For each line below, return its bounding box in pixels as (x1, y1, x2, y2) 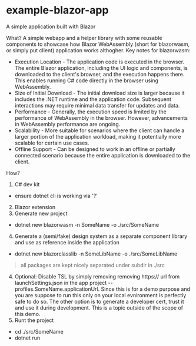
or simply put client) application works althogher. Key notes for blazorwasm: (6, 46, 191, 53)
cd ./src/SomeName (14, 328, 64, 335)
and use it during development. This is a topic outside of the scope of (14, 304, 184, 311)
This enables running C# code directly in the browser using (14, 77, 159, 84)
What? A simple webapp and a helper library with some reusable (6, 34, 162, 41)
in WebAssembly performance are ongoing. (14, 120, 121, 127)
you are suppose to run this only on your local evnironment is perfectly (14, 291, 187, 298)
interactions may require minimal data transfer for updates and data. (14, 102, 180, 109)
